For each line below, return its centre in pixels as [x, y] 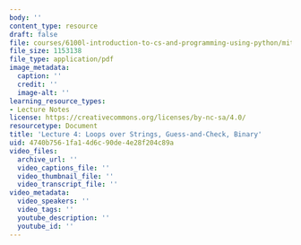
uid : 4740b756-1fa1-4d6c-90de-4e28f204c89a [92, 143]
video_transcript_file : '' [68, 185]
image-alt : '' [43, 92]
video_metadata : [39, 193]
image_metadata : [39, 68]
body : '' [26, 17]
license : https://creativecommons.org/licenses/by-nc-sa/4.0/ [128, 118]
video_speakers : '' [54, 201]
